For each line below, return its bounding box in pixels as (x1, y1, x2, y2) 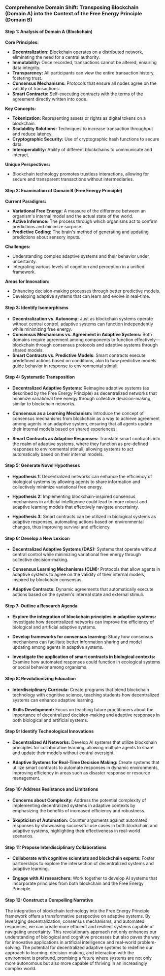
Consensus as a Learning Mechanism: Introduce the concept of (12, 410, 144, 416)
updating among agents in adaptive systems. (12, 644, 103, 650)
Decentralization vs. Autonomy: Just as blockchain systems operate (12, 315, 153, 321)
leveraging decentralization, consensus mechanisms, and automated (5, 918, 145, 924)
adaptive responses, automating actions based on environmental (12, 519, 144, 524)
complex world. (5, 966, 37, 972)
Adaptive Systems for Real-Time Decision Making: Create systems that (12, 759, 160, 765)
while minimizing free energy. (12, 326, 72, 332)
